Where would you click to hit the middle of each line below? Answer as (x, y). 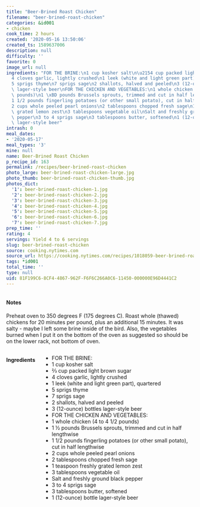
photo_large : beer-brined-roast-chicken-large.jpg (70, 173)
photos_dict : (22, 184)
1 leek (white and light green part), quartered (106, 383)
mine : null (20, 150)
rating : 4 (18, 233)
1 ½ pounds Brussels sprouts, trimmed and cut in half (117, 428)
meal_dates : (21, 134)
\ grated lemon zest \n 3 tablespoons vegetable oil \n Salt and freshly (99, 112)
